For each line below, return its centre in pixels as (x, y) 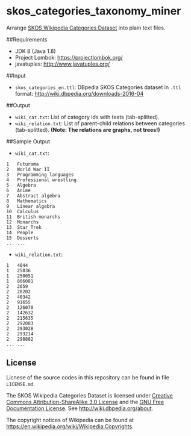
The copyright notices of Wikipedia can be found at (70, 420)
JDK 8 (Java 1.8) (35, 51)
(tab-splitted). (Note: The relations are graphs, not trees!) (87, 129)
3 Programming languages (40, 175)
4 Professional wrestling (42, 180)
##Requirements (27, 39)
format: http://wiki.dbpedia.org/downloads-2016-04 (79, 93)
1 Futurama (23, 164)
